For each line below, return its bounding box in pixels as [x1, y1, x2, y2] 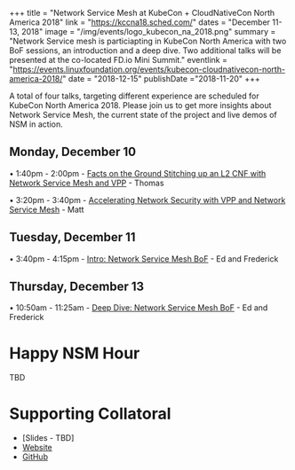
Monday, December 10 [9, 145, 136, 160]
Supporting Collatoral [9, 403, 171, 424]
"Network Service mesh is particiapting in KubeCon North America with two [9, 35, 287, 46]
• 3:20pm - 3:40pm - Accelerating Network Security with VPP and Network [9, 194, 286, 205]
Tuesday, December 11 [9, 230, 136, 245]
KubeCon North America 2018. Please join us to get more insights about [9, 100, 272, 110]
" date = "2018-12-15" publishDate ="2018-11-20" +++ [61, 74, 260, 83]
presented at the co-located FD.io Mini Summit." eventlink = [9, 55, 228, 65]
